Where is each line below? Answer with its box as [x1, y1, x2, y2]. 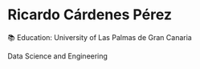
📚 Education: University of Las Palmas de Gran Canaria [7, 32, 192, 42]
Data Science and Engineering [7, 51, 108, 61]
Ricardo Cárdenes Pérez [7, 6, 173, 24]
